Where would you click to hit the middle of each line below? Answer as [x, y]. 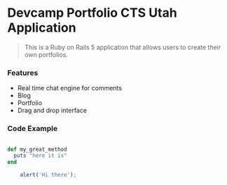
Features [23, 73]
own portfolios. [46, 55]
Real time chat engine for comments [70, 88]
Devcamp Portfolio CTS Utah [92, 13]
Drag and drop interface [52, 111]
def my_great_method [37, 149]
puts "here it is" [41, 156]
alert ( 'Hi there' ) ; [48, 175]
